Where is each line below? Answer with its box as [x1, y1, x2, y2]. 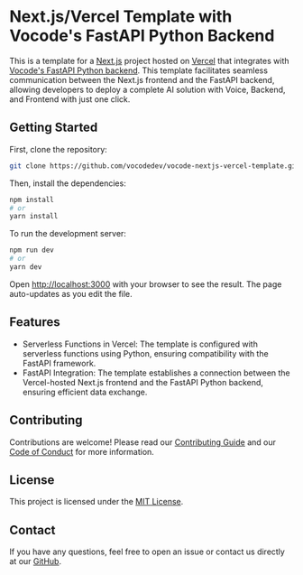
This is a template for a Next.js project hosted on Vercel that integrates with [9, 55, 289, 66]
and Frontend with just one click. [9, 93, 131, 105]
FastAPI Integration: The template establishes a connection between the [22, 367, 290, 378]
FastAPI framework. [22, 357, 96, 368]
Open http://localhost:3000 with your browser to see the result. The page [9, 278, 282, 290]
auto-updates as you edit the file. [9, 288, 133, 299]
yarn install [9, 212, 59, 221]
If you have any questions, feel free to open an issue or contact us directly [9, 546, 286, 557]
